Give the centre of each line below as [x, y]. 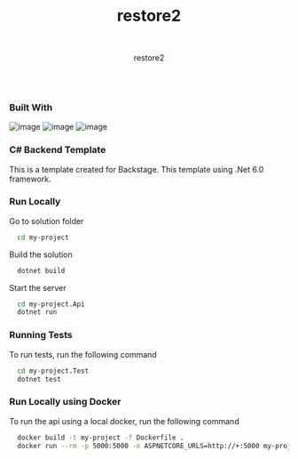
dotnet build [41, 270]
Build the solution [41, 254]
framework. [30, 179]
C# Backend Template [58, 150]
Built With [31, 107]
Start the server [38, 287]
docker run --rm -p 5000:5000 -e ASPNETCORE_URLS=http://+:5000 [138, 446]
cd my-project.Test [53, 371]
